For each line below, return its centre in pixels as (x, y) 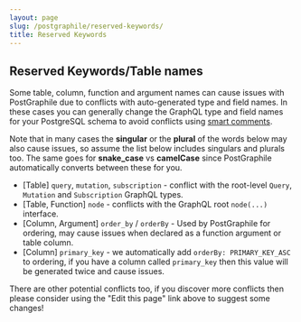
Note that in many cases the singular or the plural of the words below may (148, 139)
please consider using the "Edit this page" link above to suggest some (140, 299)
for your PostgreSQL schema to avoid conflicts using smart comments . (141, 122)
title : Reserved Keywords (58, 34)
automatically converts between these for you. (96, 168)
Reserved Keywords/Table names (106, 71)
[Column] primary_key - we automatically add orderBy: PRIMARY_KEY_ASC (156, 253)
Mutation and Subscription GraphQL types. (103, 195)
